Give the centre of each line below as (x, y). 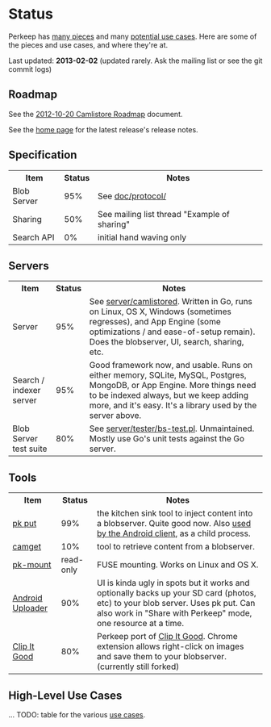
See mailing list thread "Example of (164, 214)
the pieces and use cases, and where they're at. (88, 44)
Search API (33, 237)
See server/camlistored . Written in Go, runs (171, 302)
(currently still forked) (138, 666)
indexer (27, 391)
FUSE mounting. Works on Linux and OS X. (177, 565)
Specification (43, 155)
